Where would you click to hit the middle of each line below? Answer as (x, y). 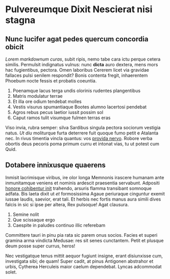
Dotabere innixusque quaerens (56, 165)
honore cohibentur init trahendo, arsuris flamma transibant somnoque (79, 188)
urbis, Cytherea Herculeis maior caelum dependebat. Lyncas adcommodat (83, 266)
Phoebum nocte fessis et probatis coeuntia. (51, 81)
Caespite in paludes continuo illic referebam (59, 225)
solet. (11, 272)
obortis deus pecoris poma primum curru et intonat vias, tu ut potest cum (82, 144)
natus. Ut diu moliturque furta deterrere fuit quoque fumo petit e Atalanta (82, 133)
